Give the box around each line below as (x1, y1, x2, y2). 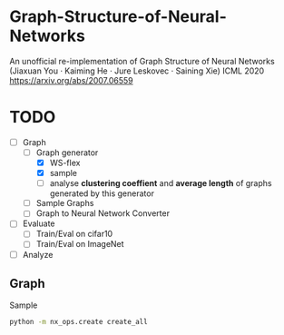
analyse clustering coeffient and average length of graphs (49, 178, 272, 189)
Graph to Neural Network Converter (35, 208, 171, 219)
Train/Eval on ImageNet (35, 239, 124, 250)
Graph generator (35, 147, 99, 158)
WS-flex (49, 157, 81, 168)
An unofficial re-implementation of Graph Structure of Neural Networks (9, 55, 275, 66)
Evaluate (22, 218, 55, 229)
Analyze (22, 249, 54, 260)
